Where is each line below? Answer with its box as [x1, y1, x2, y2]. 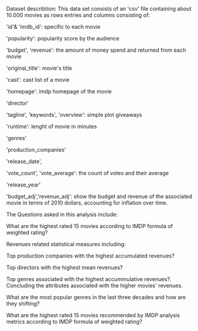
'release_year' [6, 181, 41, 188]
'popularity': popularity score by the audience [6, 35, 120, 42]
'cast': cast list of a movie [6, 76, 70, 83]
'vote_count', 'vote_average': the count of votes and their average [6, 170, 169, 176]
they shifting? [6, 300, 40, 307]
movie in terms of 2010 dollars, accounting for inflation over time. [6, 199, 168, 206]
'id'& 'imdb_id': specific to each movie [6, 23, 101, 30]
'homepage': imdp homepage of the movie [6, 88, 112, 95]
